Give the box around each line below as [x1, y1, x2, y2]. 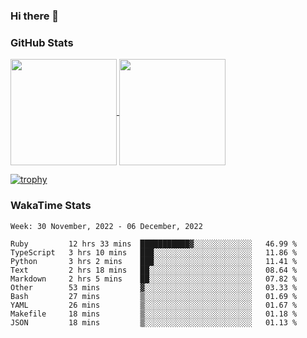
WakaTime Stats [10, 199, 92, 213]
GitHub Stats [10, 35, 74, 49]
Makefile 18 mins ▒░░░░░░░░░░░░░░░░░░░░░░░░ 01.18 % [10, 309, 298, 319]
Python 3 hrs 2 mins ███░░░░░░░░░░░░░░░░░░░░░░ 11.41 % [10, 256, 298, 266]
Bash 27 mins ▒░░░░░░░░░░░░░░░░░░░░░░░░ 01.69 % [10, 291, 298, 301]
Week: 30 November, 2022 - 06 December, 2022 [10, 221, 203, 231]
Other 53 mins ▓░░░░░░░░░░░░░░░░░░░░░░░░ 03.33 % [10, 282, 298, 293]
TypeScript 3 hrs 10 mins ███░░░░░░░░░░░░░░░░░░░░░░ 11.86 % [10, 247, 298, 258]
